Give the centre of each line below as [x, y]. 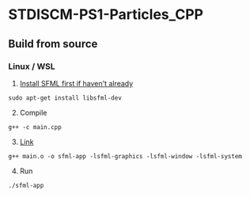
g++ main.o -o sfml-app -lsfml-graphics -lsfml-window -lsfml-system [125, 156]
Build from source [53, 44]
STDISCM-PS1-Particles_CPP [106, 15]
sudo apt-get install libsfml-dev [65, 98]
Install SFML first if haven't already [76, 83]
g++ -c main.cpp [35, 127]
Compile [33, 112]
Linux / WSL [32, 66]
